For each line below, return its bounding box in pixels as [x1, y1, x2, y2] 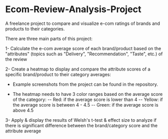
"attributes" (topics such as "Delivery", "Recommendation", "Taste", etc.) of [5, 51, 163, 57]
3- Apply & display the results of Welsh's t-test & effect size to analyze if [5, 117, 157, 123]
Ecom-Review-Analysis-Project [5, 4, 142, 15]
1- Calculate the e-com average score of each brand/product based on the [5, 45, 161, 51]
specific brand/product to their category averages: [5, 71, 111, 77]
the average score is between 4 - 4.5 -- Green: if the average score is [12, 101, 159, 108]
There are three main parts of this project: [5, 36, 93, 42]
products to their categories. [5, 25, 65, 31]
